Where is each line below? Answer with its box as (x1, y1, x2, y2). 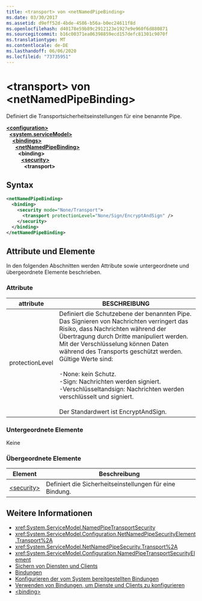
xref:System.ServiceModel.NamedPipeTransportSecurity (14, 524, 156, 531)
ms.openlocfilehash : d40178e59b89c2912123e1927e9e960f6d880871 (6, 25, 168, 32)
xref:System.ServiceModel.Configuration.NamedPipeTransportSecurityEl (14, 550, 195, 557)
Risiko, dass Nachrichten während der (59, 324, 167, 333)
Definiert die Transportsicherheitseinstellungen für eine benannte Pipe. (6, 112, 182, 119)
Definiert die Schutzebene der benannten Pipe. (59, 309, 192, 318)
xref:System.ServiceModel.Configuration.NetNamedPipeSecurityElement (14, 530, 196, 538)
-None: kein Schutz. (59, 370, 117, 378)
